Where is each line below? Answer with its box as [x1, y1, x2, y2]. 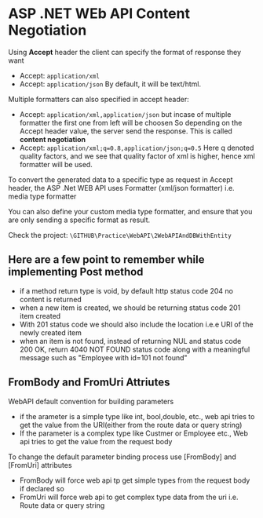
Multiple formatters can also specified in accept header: [8, 94, 190, 104]
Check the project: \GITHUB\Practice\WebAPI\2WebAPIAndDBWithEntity [8, 230, 232, 239]
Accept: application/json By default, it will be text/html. [19, 79, 202, 89]
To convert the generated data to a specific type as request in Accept [8, 174, 233, 184]
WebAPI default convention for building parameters [8, 396, 174, 406]
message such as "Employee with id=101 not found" [19, 352, 188, 362]
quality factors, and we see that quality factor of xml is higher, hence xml [19, 151, 255, 161]
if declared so [19, 483, 64, 493]
